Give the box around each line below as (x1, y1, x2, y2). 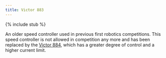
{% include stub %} (5, 21, 46, 27)
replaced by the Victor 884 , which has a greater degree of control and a (5, 41, 155, 48)
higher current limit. (5, 47, 46, 53)
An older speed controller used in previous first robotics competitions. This (5, 31, 161, 37)
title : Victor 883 (5, 7, 44, 13)
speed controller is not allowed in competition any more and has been (5, 36, 150, 42)
